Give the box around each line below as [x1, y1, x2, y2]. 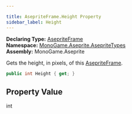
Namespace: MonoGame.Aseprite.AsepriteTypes [6, 42, 126, 49]
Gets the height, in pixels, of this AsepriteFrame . [6, 59, 123, 66]
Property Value [6, 86, 63, 97]
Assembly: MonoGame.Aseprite [6, 48, 85, 55]
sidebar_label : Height [6, 19, 62, 25]
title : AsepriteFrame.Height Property [6, 14, 101, 19]
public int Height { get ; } [6, 71, 75, 76]
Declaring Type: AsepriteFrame [6, 35, 84, 42]
